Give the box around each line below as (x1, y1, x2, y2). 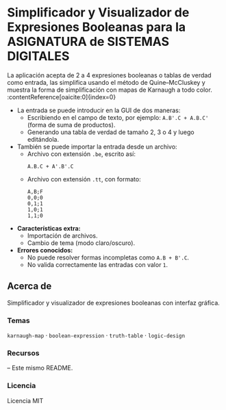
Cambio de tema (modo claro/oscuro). (27, 238, 136, 247)
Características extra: (16, 224, 81, 232)
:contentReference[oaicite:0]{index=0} (7, 92, 116, 101)
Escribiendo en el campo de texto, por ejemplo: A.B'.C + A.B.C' (27, 113, 209, 121)
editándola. (27, 135, 60, 143)
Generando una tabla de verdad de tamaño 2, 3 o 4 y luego (27, 128, 194, 136)
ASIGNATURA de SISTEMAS (7, 34, 170, 49)
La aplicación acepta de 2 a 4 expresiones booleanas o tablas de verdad (7, 71, 212, 79)
